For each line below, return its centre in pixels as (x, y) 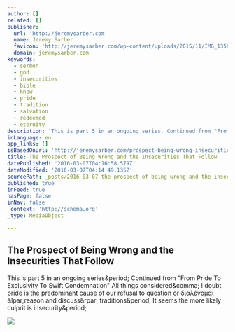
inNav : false (26, 203)
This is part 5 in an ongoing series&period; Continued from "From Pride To (114, 278)
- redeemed (29, 118)
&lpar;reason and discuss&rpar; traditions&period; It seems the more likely (114, 300)
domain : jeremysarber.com (51, 53)
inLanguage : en (29, 137)
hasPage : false (29, 196)
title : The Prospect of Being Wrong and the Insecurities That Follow (112, 157)
